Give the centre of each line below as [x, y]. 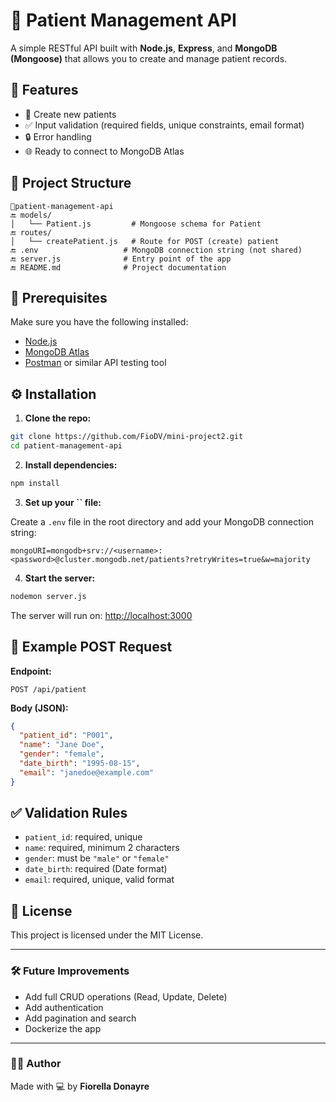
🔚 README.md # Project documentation [118, 267]
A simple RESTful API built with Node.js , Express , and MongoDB [144, 48]
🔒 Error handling [58, 136]
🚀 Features [44, 90]
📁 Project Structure [71, 183]
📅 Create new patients [70, 114]
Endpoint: [31, 671]
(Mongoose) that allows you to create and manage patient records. [149, 58]
